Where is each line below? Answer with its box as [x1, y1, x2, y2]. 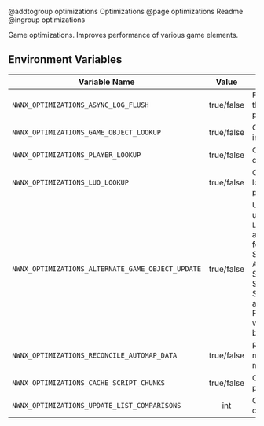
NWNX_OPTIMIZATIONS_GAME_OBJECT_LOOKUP [12, 127, 161, 137]
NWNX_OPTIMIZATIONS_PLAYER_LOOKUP [12, 150, 141, 160]
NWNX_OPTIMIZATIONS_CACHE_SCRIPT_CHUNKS [12, 378, 165, 387]
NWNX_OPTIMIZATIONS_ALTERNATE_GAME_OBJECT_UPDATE [12, 264, 202, 274]
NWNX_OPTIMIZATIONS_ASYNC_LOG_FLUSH [12, 100, 149, 109]
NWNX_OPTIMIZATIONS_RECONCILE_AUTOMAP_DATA [12, 351, 178, 360]
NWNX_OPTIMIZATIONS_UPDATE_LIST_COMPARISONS [12, 401, 181, 409]
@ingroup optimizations [8, 15, 86, 24]
